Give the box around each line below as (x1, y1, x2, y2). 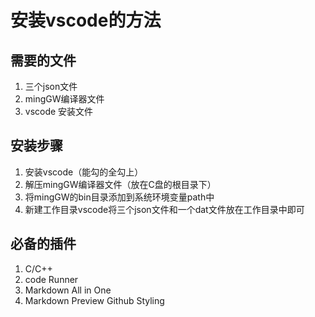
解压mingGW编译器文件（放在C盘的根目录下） (24, 178, 217, 190)
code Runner (24, 273, 79, 285)
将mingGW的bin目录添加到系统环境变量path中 (24, 191, 215, 203)
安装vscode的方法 (10, 9, 162, 32)
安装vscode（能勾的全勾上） (24, 166, 144, 178)
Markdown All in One (24, 284, 112, 296)
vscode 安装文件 (24, 106, 94, 117)
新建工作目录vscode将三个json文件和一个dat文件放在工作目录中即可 (24, 203, 305, 215)
